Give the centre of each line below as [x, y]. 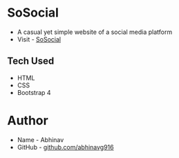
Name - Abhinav [40, 139]
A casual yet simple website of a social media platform [95, 32]
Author [28, 120]
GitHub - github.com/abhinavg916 [65, 147]
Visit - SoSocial [39, 39]
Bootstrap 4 [34, 92]
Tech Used [31, 61]
